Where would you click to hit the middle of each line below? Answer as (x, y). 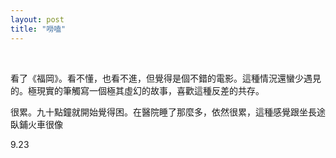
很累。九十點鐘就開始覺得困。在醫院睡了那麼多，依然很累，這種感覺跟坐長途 (168, 112)
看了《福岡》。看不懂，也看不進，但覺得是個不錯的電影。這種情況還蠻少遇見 (166, 78)
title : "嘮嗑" (38, 29)
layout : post (37, 19)
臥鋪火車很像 (36, 124)
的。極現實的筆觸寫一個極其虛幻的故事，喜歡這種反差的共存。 (137, 90)
